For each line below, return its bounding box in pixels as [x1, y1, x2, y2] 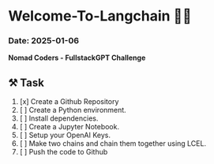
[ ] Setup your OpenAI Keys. [19, 130, 111, 140]
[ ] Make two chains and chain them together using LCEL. [19, 139, 207, 148]
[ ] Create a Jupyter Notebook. [19, 122, 120, 132]
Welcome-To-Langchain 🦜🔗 [8, 7, 192, 25]
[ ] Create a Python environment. [19, 106, 126, 115]
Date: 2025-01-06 [8, 35, 80, 47]
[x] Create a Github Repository [19, 97, 119, 106]
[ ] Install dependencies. [19, 114, 99, 123]
